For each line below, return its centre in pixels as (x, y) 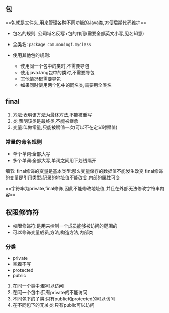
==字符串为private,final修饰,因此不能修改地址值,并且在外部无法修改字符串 (83, 188)
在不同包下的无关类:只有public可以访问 (54, 305)
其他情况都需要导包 (41, 79)
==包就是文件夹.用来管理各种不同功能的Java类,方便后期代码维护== (76, 23)
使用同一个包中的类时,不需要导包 (55, 66)
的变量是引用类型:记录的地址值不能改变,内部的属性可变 (63, 177)
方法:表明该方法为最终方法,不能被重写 (52, 115)
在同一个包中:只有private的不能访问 (50, 293)
